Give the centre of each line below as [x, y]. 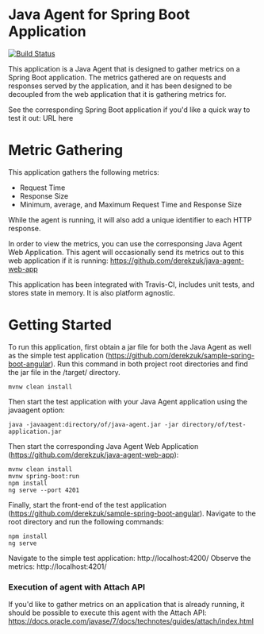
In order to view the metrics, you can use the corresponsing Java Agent [125, 243]
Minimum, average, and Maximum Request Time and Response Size [130, 204]
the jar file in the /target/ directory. [64, 372]
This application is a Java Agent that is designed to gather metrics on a [124, 68]
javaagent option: [36, 410]
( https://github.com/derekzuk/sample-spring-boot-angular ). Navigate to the [132, 513]
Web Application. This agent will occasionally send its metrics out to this [126, 252]
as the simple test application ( [58, 355]
